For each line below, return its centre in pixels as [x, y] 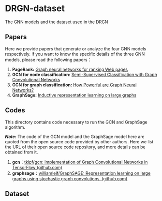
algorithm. [15, 127]
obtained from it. [22, 152]
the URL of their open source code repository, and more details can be [75, 147]
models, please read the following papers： [48, 60]
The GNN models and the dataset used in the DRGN [57, 22]
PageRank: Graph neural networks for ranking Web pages [70, 69]
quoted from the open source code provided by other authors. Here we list [79, 141]
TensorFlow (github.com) [37, 167]
